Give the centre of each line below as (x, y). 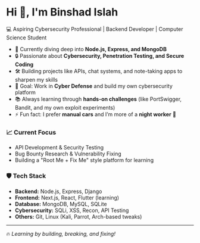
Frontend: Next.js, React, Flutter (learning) (67, 197)
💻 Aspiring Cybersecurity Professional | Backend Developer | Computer (95, 29)
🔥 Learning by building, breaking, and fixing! (61, 233)
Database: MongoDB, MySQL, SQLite (61, 204)
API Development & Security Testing (59, 148)
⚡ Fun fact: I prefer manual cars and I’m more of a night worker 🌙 (96, 114)
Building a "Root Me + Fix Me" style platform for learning (84, 160)
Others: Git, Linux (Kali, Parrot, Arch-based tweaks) (78, 216)
